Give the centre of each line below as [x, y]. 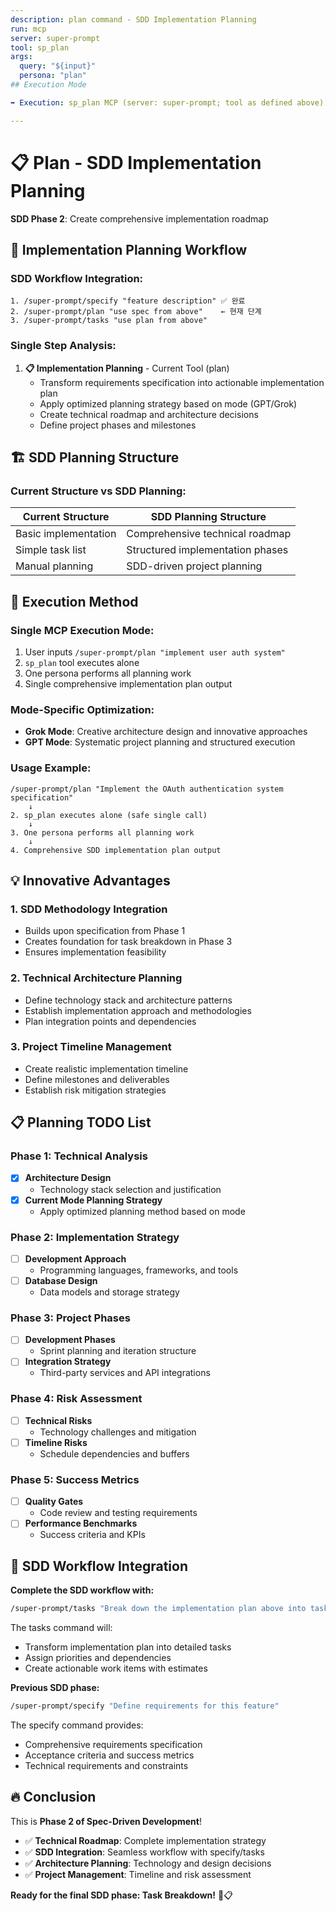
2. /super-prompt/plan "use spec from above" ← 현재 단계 [136, 312]
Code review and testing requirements [118, 1513]
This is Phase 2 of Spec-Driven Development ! [106, 1821]
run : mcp [28, 29]
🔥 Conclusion [53, 1797]
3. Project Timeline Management [91, 1047]
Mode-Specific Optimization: [82, 709]
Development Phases [70, 1340]
